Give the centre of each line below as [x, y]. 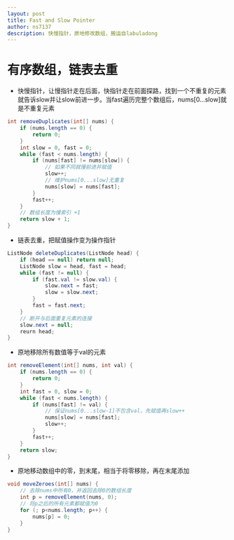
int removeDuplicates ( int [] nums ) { [61, 122]
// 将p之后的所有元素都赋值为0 [59, 504]
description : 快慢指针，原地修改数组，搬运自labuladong [83, 33]
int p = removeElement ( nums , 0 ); [69, 497]
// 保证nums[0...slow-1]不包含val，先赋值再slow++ [115, 411]
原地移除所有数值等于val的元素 [62, 352]
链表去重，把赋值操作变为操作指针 [67, 240]
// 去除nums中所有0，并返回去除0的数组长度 [76, 491]
